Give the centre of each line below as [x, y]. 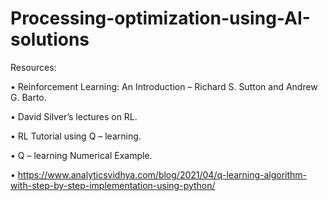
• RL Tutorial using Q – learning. [76, 136]
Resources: [33, 67]
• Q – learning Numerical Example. [81, 155]
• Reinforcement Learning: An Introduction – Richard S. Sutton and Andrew [164, 86]
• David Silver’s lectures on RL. [74, 116]
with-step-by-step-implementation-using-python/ [113, 185]
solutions [50, 39]
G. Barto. [28, 97]
